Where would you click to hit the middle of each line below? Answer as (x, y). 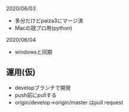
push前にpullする (36, 95)
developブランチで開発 (43, 87)
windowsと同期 (33, 52)
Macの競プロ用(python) (43, 28)
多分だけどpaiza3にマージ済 (49, 21)
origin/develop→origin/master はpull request (69, 102)
